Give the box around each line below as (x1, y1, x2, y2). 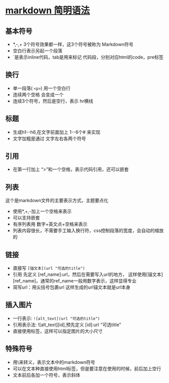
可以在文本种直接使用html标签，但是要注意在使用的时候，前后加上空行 (12, 365, 161, 372)
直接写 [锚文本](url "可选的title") (12, 265, 86, 271)
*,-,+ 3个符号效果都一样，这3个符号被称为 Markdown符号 (12, 42, 134, 47)
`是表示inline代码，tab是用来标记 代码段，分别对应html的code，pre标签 (12, 54, 164, 60)
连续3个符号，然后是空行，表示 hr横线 (12, 98, 93, 104)
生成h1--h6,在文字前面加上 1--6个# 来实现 (12, 129, 101, 135)
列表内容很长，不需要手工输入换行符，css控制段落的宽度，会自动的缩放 (12, 228, 164, 234)
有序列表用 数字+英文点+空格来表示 (12, 221, 88, 227)
